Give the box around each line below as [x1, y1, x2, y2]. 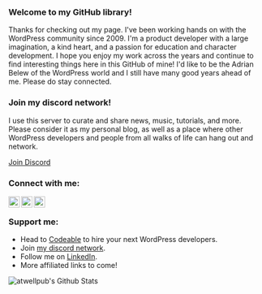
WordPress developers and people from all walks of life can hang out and [8, 132, 254, 142]
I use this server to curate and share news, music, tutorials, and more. [8, 115, 242, 125]
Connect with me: [8, 177, 80, 188]
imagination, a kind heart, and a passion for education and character [8, 42, 237, 52]
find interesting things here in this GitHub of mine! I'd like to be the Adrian [8, 59, 254, 69]
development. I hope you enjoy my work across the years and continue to [8, 51, 254, 61]
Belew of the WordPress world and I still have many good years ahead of [8, 68, 251, 78]
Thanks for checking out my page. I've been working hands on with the [8, 25, 247, 35]
